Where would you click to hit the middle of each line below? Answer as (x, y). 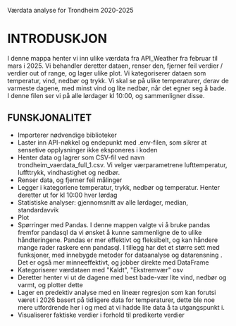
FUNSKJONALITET (50, 118)
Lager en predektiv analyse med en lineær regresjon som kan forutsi (117, 292)
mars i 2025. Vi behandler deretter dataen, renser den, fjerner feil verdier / (115, 66)
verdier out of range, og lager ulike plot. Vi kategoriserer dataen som (107, 73)
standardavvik (38, 210)
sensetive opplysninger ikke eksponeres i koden (87, 150)
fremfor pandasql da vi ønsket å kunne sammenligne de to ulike (110, 232)
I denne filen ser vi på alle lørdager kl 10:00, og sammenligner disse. (106, 95)
